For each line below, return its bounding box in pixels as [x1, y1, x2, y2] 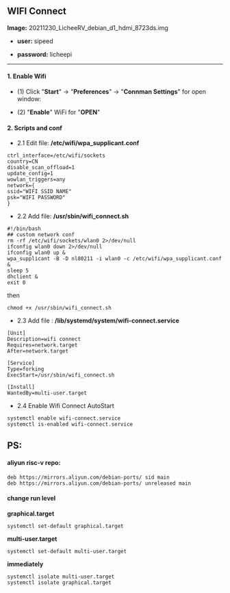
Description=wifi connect [7, 336, 81, 343]
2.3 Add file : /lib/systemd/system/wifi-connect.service [16, 316, 179, 325]
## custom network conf [7, 231, 75, 238]
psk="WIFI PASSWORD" [7, 194, 66, 201]
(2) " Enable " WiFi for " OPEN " [16, 108, 101, 116]
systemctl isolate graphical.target [7, 579, 112, 586]
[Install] [7, 383, 36, 391]
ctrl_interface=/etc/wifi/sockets [7, 152, 106, 160]
